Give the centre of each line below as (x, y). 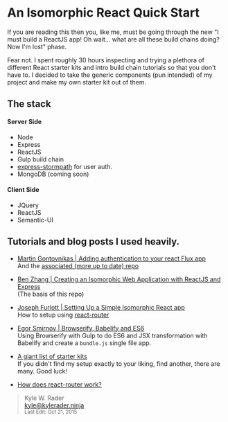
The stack (29, 104)
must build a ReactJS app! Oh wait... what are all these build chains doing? (113, 39)
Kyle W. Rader (44, 398)
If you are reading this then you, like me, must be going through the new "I (113, 32)
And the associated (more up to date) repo (78, 265)
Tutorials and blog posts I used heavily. (94, 241)
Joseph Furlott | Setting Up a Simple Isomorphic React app (101, 307)
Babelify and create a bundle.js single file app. (84, 343)
